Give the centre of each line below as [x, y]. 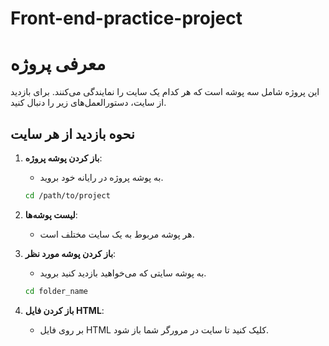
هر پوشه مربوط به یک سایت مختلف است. [117, 234]
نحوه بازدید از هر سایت [72, 133]
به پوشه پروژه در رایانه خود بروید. [101, 177]
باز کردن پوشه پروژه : [63, 158]
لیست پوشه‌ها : [51, 214]
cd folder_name [56, 291]
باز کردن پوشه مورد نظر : [70, 253]
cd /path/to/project [67, 195]
